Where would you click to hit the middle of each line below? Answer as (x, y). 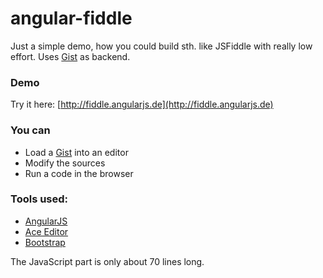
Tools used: (39, 199)
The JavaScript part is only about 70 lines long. (107, 261)
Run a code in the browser (79, 173)
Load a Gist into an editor (76, 152)
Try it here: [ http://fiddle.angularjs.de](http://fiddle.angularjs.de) (142, 104)
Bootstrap (45, 242)
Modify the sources (65, 163)
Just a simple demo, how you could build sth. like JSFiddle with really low (161, 46)
